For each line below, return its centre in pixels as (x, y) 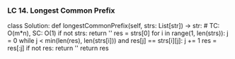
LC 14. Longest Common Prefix (61, 11)
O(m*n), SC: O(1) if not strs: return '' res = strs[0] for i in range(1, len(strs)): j (118, 33)
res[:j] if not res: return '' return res (58, 48)
